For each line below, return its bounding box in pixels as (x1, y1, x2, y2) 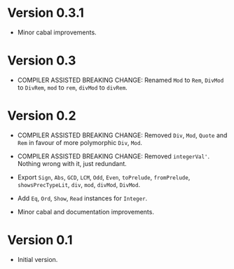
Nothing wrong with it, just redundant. (17, 159, 128, 167)
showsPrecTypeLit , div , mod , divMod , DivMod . (17, 180, 141, 188)
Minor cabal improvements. (17, 28, 97, 36)
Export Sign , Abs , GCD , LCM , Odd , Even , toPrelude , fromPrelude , (17, 173, 191, 181)
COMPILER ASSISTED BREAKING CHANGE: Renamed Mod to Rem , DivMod (17, 76, 224, 84)
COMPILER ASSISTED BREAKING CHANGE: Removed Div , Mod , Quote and (17, 131, 228, 139)
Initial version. (17, 255, 58, 263)
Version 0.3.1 (7, 5, 84, 21)
